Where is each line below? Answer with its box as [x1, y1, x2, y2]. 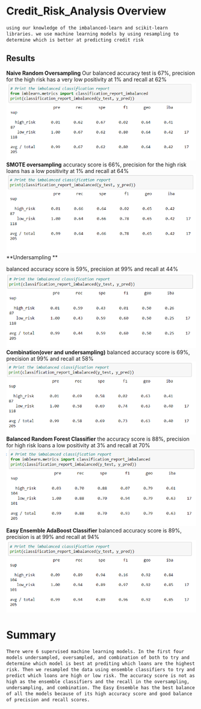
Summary [6, 628, 56, 641]
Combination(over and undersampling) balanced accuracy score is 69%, [6, 348, 190, 356]
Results [6, 53, 36, 64]
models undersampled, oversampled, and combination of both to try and [6, 655, 190, 661]
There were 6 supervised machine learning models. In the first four [6, 649, 185, 655]
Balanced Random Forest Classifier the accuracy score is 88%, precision [6, 435, 190, 443]
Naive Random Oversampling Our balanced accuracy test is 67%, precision [6, 69, 196, 77]
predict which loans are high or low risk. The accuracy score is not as [6, 673, 196, 679]
